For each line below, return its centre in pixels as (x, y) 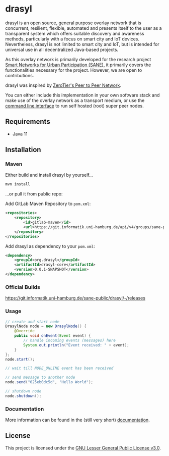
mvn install (18, 184)
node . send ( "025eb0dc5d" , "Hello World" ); (49, 382)
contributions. (20, 75)
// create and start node (32, 322)
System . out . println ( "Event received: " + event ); (76, 345)
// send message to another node (40, 377)
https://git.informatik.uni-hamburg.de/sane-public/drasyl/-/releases (75, 298)
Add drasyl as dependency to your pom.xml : (50, 246)
